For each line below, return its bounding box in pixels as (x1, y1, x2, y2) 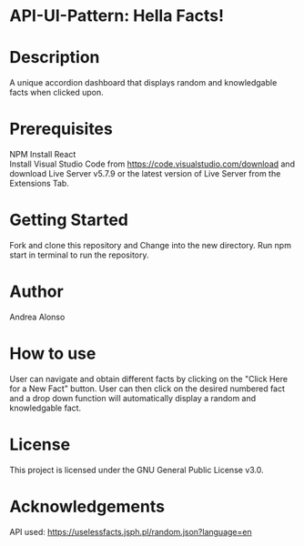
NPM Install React (9, 149, 76, 160)
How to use (9, 343, 96, 364)
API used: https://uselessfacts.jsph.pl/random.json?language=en (9, 526, 252, 537)
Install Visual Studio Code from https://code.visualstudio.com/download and (9, 158, 296, 169)
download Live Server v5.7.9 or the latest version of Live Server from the (9, 168, 281, 179)
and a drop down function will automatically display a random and (9, 392, 257, 403)
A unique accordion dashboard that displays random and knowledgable (9, 77, 278, 88)
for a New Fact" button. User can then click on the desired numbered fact (9, 383, 285, 394)
